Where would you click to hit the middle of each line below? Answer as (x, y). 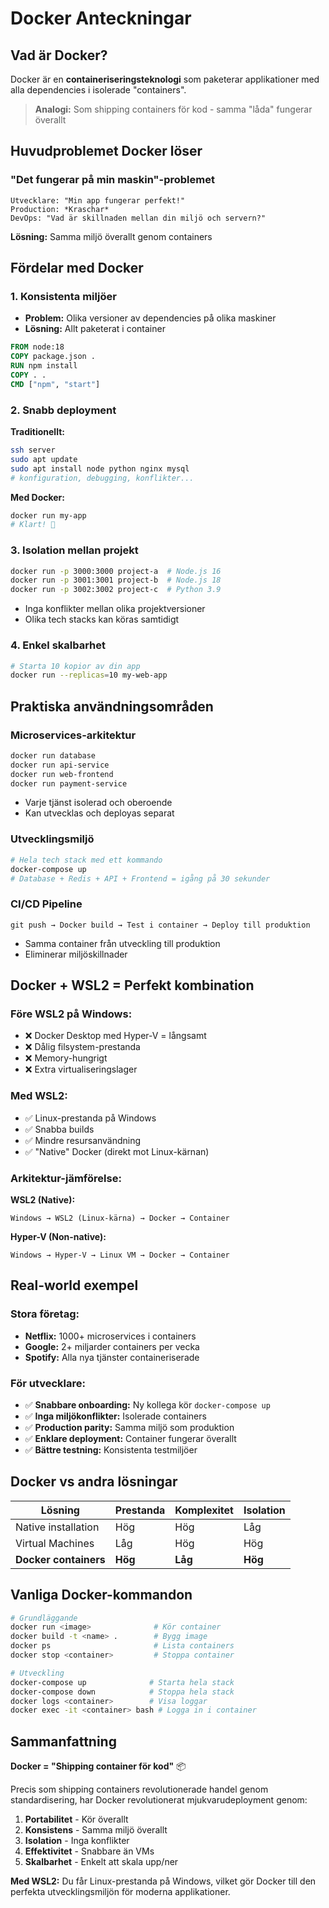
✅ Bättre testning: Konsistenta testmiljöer (111, 1449)
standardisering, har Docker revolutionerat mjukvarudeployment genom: (159, 1800)
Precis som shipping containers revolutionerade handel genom (139, 1789)
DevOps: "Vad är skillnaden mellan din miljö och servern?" (138, 218)
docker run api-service (60, 765)
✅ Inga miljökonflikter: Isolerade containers (115, 1416)
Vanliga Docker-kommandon (101, 1595)
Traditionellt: (37, 432)
